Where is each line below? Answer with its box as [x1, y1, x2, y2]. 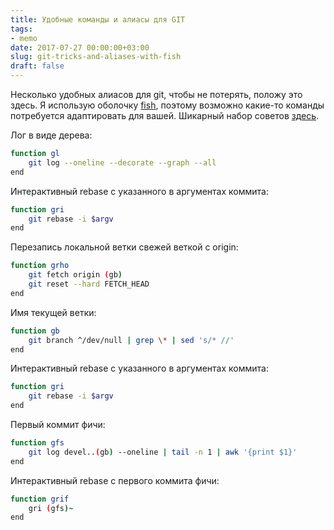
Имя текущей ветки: [10, 306, 97, 318]
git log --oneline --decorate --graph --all [28, 157, 217, 168]
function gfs [10, 438, 65, 448]
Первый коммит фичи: [10, 419, 106, 430]
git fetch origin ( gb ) [28, 270, 123, 280]
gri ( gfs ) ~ [28, 503, 74, 513]
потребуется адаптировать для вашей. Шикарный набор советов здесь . [10, 110, 320, 121]
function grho [10, 261, 70, 271]
